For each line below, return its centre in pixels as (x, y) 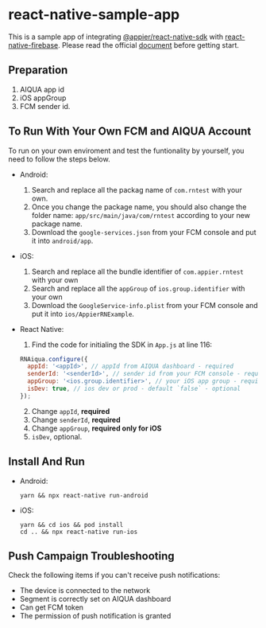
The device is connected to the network (85, 591)
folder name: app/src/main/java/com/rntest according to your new (141, 215)
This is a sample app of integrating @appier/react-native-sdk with (116, 37)
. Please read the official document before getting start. (149, 45)
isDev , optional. (57, 436)
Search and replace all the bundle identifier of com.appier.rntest (138, 271)
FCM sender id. (45, 106)
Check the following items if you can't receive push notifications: (114, 575)
